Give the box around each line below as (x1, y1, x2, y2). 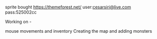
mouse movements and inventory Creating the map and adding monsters (5, 28, 153, 34)
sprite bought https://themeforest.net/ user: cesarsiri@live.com (5, 4, 131, 10)
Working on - (5, 19, 32, 24)
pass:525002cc (5, 9, 37, 15)
